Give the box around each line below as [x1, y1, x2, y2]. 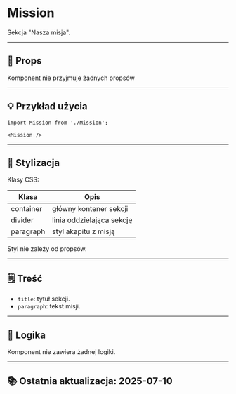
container [11, 204, 43, 214]
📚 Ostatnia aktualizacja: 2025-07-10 [7, 375, 173, 387]
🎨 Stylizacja [7, 156, 60, 169]
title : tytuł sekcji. [17, 294, 70, 303]
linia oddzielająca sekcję [52, 215, 133, 225]
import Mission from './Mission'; [7, 119, 109, 126]
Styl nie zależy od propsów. [7, 245, 87, 253]
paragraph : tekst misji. [17, 302, 81, 311]
